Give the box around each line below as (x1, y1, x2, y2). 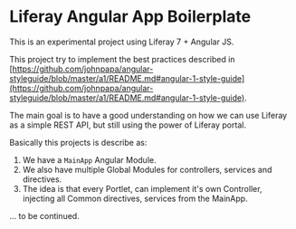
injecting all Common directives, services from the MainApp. (22, 193, 248, 204)
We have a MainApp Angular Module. (22, 154, 157, 165)
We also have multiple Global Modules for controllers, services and (22, 164, 272, 175)
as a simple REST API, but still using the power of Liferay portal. (9, 119, 247, 130)
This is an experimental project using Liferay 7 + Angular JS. (9, 36, 234, 47)
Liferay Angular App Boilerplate (9, 6, 252, 27)
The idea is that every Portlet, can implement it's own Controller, (22, 183, 263, 194)
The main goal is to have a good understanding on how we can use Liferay (9, 110, 288, 120)
